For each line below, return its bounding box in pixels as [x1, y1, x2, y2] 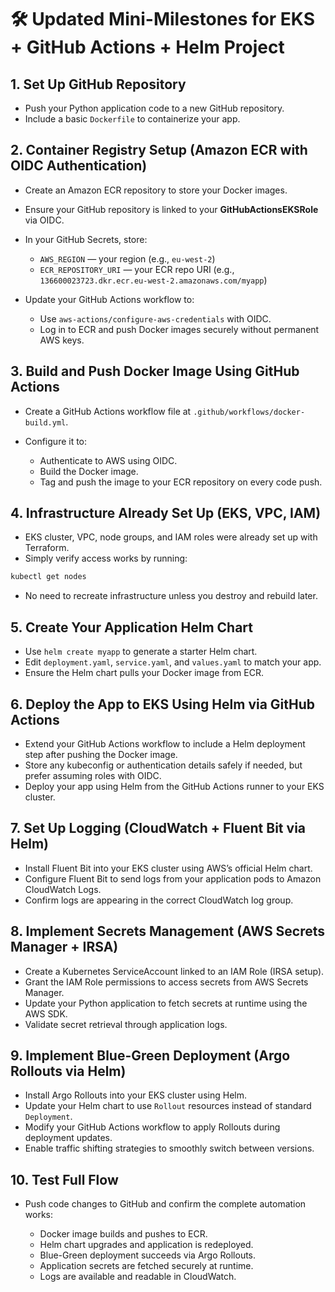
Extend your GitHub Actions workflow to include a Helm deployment [24, 737, 306, 750]
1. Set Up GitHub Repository [10, 76, 187, 93]
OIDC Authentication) [10, 157, 148, 175]
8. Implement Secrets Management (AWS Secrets [10, 923, 326, 940]
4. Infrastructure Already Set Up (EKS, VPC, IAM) [10, 505, 322, 522]
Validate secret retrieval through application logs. [24, 1018, 228, 1030]
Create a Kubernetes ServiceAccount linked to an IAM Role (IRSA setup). [24, 965, 325, 977]
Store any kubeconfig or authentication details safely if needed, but [24, 759, 303, 771]
